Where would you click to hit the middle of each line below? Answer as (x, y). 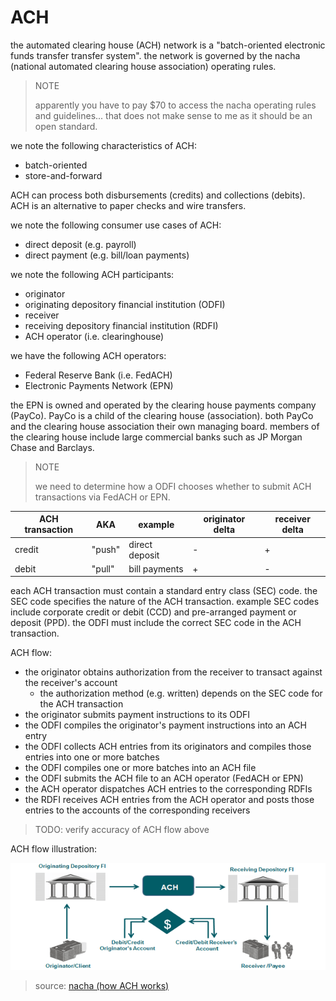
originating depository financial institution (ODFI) (125, 304)
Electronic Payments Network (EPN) (99, 385)
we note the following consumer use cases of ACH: (116, 225)
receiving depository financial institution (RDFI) (121, 325)
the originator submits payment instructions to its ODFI (137, 715)
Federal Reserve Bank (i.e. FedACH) (98, 375)
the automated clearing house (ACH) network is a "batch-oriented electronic (168, 45)
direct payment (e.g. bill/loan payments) (107, 255)
